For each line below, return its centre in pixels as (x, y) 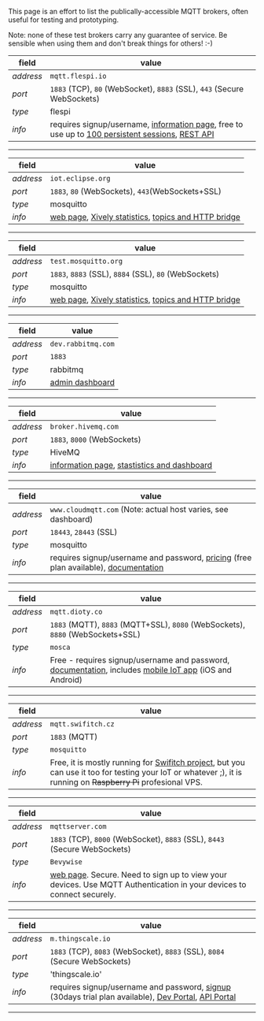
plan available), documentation (107, 568)
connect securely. (83, 895)
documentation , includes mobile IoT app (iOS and (141, 670)
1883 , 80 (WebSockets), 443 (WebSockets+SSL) (136, 191)
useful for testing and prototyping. (64, 20)
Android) (66, 679)
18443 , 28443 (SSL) (84, 532)
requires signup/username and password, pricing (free (151, 557)
